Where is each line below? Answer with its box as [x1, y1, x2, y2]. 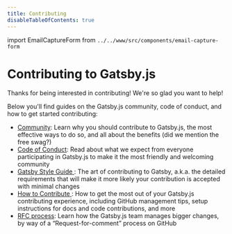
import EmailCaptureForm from [7, 35, 96, 44]
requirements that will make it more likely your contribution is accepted [17, 175, 221, 183]
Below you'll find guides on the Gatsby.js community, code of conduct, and [7, 102, 222, 111]
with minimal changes [17, 182, 80, 191]
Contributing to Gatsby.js [7, 66, 156, 82]
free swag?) [17, 138, 52, 147]
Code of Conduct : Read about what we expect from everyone [17, 145, 194, 153]
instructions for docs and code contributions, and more [17, 204, 176, 212]
